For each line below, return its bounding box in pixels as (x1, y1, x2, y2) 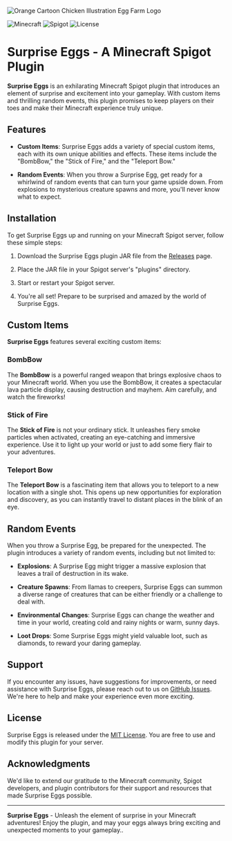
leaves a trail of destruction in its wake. (17, 570, 129, 578)
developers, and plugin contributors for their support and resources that (7, 784, 212, 792)
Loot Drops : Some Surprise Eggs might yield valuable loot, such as (17, 632, 208, 640)
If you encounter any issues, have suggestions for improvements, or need (7, 677, 217, 685)
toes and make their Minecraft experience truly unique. (7, 104, 164, 112)
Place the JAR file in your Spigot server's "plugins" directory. (17, 265, 191, 273)
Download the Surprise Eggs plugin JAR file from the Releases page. (17, 251, 213, 260)
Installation (7, 212, 57, 224)
